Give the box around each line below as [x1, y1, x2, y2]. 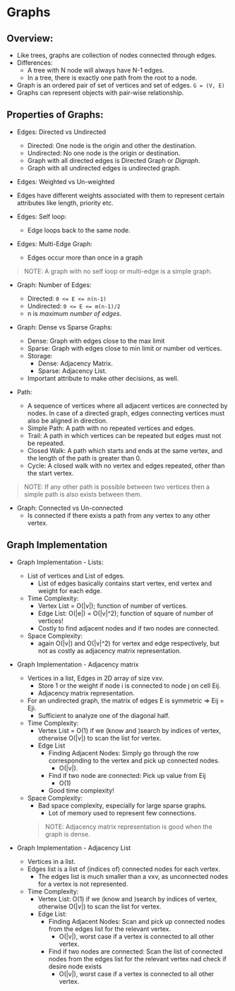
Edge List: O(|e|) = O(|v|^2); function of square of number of [37, 609, 214, 617]
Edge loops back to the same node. [27, 226, 131, 234]
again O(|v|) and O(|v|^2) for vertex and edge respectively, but [37, 639, 220, 648]
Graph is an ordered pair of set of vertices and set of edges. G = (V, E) [16, 81, 225, 89]
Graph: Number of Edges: [16, 280, 92, 289]
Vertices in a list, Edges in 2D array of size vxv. [27, 674, 164, 682]
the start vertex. [27, 468, 74, 477]
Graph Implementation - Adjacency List [16, 844, 131, 852]
